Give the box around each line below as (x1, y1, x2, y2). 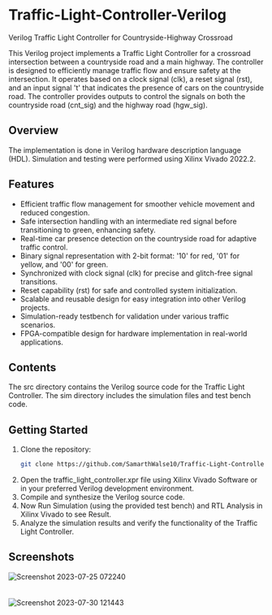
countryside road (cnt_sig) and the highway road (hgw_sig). (8, 100, 209, 110)
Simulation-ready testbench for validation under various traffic (19, 311, 230, 321)
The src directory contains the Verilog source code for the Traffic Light (8, 382, 245, 392)
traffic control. (19, 242, 68, 252)
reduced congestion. (19, 207, 90, 217)
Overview (8, 123, 59, 137)
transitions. (19, 276, 58, 286)
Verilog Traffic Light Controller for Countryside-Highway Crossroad (8, 32, 233, 42)
